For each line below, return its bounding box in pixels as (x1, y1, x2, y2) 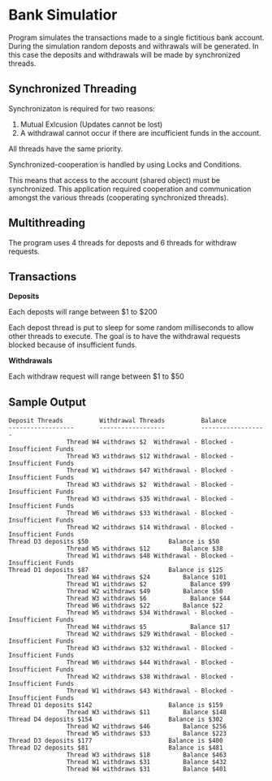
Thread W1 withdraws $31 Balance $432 (66, 758, 227, 766)
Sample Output (8, 395, 87, 409)
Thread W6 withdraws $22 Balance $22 (66, 601, 223, 610)
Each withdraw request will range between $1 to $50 (8, 371, 184, 381)
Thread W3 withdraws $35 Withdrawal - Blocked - (66, 495, 234, 503)
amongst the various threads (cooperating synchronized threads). (8, 193, 229, 202)
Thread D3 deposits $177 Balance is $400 (8, 737, 223, 745)
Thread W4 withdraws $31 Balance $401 (66, 766, 227, 774)
